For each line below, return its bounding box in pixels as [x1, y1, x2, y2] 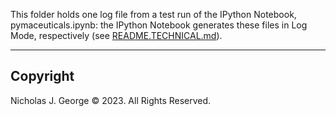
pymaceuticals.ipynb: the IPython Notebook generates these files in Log [10, 19, 308, 31]
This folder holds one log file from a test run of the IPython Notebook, [10, 9, 297, 20]
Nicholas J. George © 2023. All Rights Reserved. [10, 94, 212, 106]
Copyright [10, 68, 75, 85]
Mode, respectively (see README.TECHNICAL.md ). [10, 30, 223, 41]
